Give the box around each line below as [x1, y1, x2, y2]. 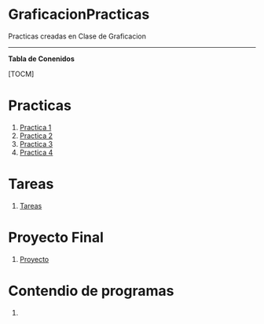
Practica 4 [19, 147, 53, 157]
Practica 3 [19, 139, 53, 148]
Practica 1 [19, 122, 52, 132]
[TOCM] [8, 69, 35, 78]
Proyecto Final [8, 229, 104, 246]
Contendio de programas [8, 282, 174, 300]
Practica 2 [19, 131, 53, 140]
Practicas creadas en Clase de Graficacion [8, 31, 147, 41]
